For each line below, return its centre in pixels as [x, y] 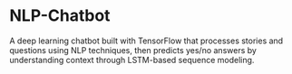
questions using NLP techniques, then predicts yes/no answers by [133, 50]
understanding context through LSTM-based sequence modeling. [132, 60]
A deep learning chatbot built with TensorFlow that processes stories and [146, 41]
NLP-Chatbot [60, 16]
